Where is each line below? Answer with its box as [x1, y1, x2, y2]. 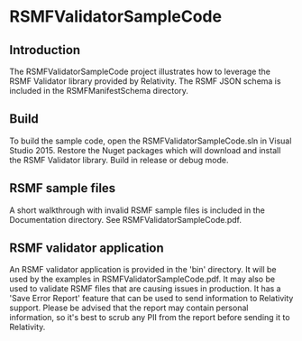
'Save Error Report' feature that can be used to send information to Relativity [9, 293, 294, 304]
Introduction [9, 42, 81, 58]
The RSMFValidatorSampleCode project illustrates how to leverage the [9, 66, 270, 77]
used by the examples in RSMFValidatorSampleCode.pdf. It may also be [9, 273, 276, 285]
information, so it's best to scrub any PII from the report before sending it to [9, 312, 290, 323]
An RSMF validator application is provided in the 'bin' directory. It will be [9, 264, 277, 275]
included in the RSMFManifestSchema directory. [9, 86, 189, 96]
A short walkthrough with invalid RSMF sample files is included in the [9, 205, 266, 216]
